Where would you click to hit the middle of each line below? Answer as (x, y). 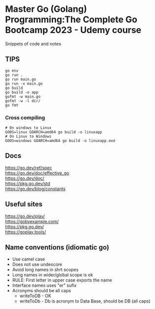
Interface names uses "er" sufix (44, 285)
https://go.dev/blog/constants (35, 189)
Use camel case (29, 259)
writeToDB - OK (35, 296)
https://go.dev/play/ (25, 216)
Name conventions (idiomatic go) (57, 248)
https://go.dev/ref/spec (29, 168)
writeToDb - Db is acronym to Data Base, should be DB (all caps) (85, 301)
